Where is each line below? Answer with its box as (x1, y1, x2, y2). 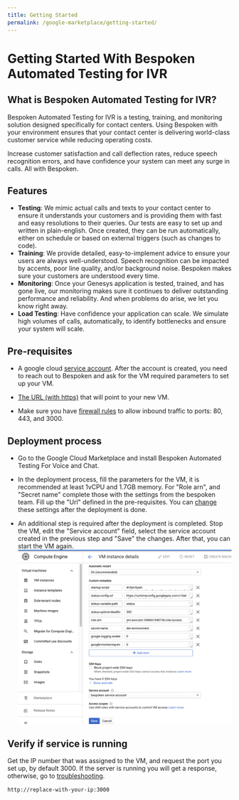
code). (17, 242, 37, 250)
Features (7, 185, 48, 197)
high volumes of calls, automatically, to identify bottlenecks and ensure (17, 317, 226, 326)
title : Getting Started (7, 11, 78, 18)
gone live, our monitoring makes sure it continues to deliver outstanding (17, 287, 229, 295)
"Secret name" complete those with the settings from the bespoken (17, 490, 216, 498)
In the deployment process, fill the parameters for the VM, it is (17, 475, 200, 484)
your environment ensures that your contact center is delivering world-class (7, 128, 230, 137)
